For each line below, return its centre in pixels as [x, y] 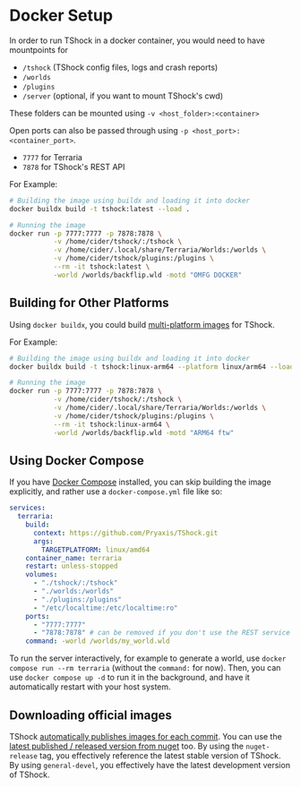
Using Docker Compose [77, 461]
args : [43, 541]
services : [28, 508]
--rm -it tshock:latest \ [102, 267]
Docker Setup [61, 16]
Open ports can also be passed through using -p [99, 130]
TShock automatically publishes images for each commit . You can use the [146, 736]
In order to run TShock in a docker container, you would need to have [138, 40]
